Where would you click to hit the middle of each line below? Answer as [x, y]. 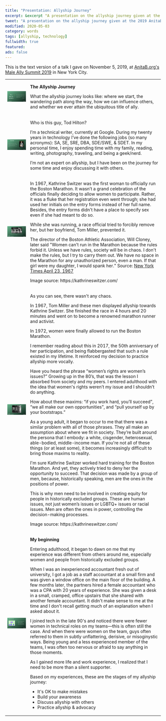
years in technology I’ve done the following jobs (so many [88, 137]
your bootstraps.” [48, 412]
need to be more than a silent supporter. [71, 667]
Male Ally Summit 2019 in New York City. [46, 72]
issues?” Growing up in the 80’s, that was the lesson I [84, 376]
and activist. [42, 321]
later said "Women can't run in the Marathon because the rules [94, 244]
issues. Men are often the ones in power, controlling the [86, 509]
